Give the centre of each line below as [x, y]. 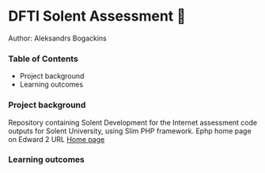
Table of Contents [44, 59]
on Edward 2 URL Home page [57, 139]
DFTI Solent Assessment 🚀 [97, 16]
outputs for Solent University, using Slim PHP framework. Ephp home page [130, 131]
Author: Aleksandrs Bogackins [57, 38]
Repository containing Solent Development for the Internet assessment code [133, 122]
